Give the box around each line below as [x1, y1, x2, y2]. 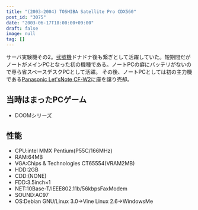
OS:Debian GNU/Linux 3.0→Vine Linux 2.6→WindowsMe [14, 198, 154, 205]
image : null [6, 31, 36, 37]
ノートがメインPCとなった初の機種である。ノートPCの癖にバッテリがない [6, 61, 187, 68]
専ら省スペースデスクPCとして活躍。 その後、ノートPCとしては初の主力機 [11, 68, 193, 75]
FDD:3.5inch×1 [14, 178, 51, 186]
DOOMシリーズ [14, 111, 52, 119]
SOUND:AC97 [14, 191, 49, 198]
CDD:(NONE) [14, 172, 47, 179]
